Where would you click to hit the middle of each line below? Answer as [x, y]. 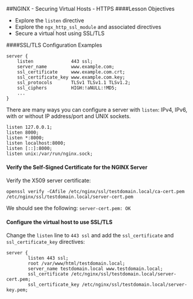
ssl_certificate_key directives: [46, 242]
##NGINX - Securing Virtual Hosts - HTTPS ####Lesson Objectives [90, 9]
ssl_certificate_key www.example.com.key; [71, 77]
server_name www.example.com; [66, 67]
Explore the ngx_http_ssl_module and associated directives [88, 27]
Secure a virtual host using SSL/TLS [60, 33]
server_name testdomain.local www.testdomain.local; [96, 269]
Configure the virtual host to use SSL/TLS [59, 222]
